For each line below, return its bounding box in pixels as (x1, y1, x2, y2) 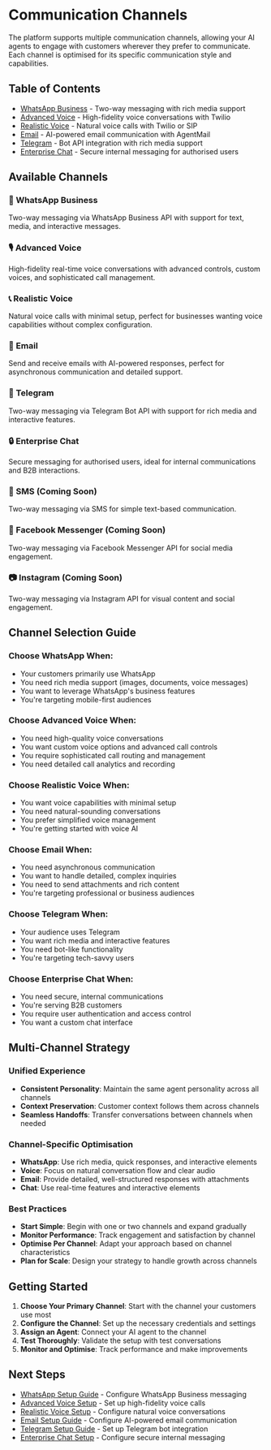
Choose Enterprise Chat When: (8, 973, 134, 984)
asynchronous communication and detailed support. (8, 367, 183, 377)
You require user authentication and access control (19, 1008, 191, 1018)
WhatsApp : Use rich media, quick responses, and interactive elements (19, 1157, 257, 1167)
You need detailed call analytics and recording (19, 759, 176, 769)
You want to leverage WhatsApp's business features (19, 686, 196, 696)
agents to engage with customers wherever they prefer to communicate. (8, 41, 251, 50)
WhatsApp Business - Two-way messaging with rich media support (19, 103, 246, 113)
